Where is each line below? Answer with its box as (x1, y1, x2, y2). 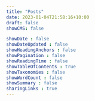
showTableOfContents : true (6, 64, 76, 70)
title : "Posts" (6, 8, 44, 15)
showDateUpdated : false (6, 42, 68, 48)
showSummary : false (6, 80, 58, 86)
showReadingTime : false (6, 58, 68, 64)
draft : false (6, 20, 39, 26)
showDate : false (6, 36, 50, 42)
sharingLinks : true (6, 86, 58, 92)
